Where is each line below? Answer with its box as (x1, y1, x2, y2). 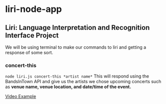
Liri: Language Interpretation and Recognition (5, 23, 150, 32)
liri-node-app (5, 3, 62, 15)
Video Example (5, 94, 36, 100)
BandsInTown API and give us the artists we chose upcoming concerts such (5, 79, 161, 85)
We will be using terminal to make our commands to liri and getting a (5, 44, 146, 50)
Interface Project (5, 31, 59, 39)
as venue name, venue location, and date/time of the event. (5, 84, 131, 90)
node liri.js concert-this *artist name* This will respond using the (5, 73, 149, 79)
